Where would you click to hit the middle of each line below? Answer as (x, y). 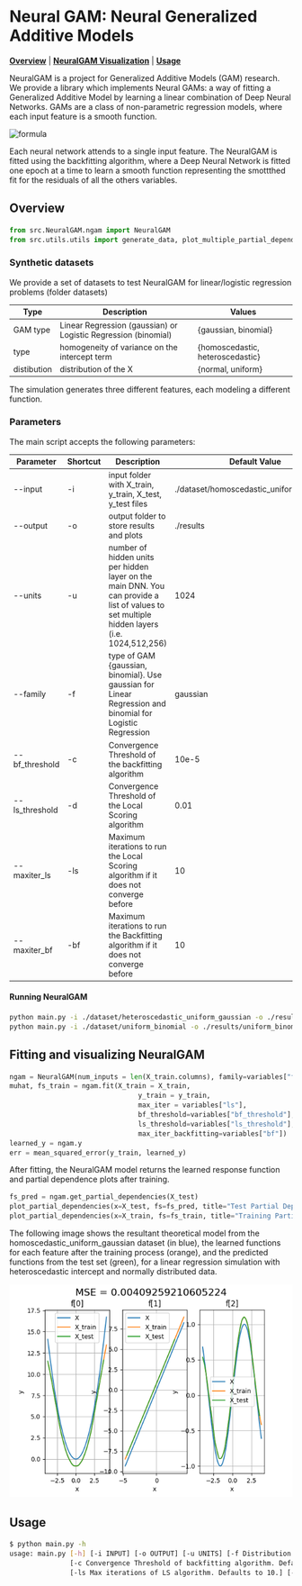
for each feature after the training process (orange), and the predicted (139, 1253)
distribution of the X (96, 369)
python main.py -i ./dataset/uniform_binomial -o (104, 1027)
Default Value (255, 462)
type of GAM (132, 656)
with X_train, (131, 485)
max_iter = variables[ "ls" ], (192, 1105)
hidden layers (133, 624)
